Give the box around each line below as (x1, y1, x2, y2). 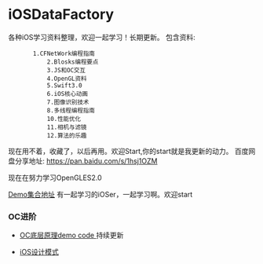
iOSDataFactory (8, 5, 115, 24)
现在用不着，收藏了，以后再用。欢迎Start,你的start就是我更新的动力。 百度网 (8, 146, 256, 156)
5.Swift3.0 (46, 81, 82, 90)
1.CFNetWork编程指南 (32, 49, 96, 57)
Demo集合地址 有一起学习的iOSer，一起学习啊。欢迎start (8, 189, 193, 199)
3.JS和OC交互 (46, 66, 86, 74)
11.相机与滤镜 (46, 123, 87, 131)
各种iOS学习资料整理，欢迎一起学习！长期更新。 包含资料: (8, 32, 196, 42)
